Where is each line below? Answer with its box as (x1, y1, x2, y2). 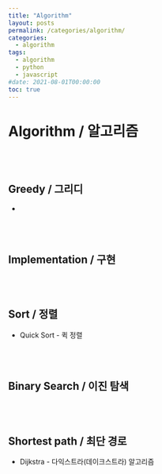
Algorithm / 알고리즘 (8, 122, 138, 140)
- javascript (15, 71, 58, 79)
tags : (8, 48, 26, 56)
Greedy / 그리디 (8, 182, 83, 195)
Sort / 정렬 (8, 307, 58, 322)
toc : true (8, 85, 41, 94)
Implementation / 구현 (8, 252, 116, 266)
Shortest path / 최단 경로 (8, 434, 127, 448)
